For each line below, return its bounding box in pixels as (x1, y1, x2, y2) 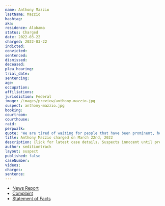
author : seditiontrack (5, 145, 52, 149)
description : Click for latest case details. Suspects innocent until (5, 140, 153, 145)
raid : (5, 121, 16, 126)
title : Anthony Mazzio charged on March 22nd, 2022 (5, 135, 113, 140)
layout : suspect (5, 149, 38, 154)
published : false (5, 153, 41, 158)
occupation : (5, 85, 29, 90)
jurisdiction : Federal (5, 94, 52, 99)
